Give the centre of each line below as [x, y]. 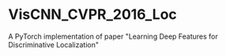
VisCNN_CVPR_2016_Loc [93, 15]
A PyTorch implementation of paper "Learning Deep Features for [113, 36]
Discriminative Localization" [53, 44]
